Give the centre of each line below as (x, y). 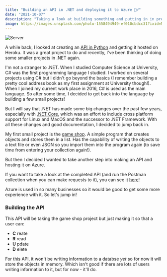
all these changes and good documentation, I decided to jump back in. (77, 125)
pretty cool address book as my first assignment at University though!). (78, 83)
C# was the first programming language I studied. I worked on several (77, 73)
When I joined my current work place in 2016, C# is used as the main (75, 89)
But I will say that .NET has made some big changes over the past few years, (83, 109)
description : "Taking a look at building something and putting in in (80, 19)
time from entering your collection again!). (48, 150)
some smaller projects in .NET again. (43, 58)
